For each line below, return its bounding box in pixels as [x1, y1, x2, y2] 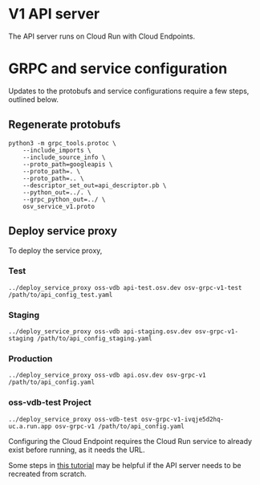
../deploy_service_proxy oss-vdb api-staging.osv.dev [8, 328, 193, 336]
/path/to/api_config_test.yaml [8, 291, 113, 299]
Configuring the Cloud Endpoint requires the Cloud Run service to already [8, 436, 253, 446]
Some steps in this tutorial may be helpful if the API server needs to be [8, 460, 242, 470]
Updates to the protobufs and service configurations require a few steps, [8, 86, 250, 96]
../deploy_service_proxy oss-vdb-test [8, 415, 138, 423]
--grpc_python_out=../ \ [22, 195, 106, 203]
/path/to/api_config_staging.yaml [37, 335, 152, 343]
